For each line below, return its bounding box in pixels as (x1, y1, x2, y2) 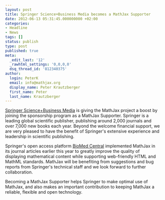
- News (5, 30, 19, 35)
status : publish (5, 39, 38, 44)
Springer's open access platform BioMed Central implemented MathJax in (5, 143, 156, 149)
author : (5, 71, 21, 76)
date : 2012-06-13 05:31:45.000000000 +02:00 (5, 16, 98, 21)
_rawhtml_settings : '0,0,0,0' (9, 62, 71, 67)
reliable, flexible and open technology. (5, 189, 83, 195)
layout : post (5, 7, 32, 12)
